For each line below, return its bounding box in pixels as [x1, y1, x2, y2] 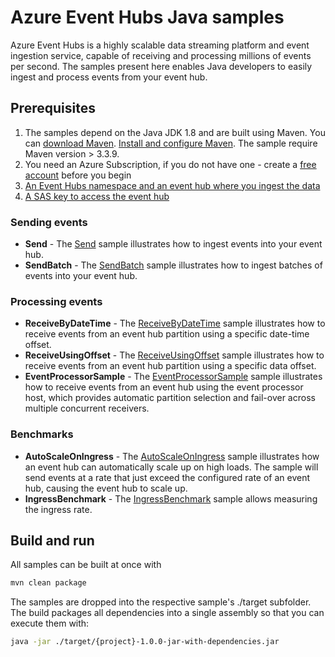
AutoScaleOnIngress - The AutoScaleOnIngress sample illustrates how [24, 450, 320, 462]
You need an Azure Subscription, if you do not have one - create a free [24, 158, 317, 170]
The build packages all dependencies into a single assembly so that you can [10, 607, 325, 619]
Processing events [10, 294, 103, 308]
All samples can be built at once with [10, 559, 162, 571]
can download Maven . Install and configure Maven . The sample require [24, 137, 318, 149]
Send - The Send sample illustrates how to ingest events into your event [24, 238, 323, 250]
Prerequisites [10, 100, 96, 117]
